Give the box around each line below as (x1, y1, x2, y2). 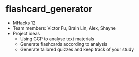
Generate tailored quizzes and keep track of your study (20, 46, 134, 52)
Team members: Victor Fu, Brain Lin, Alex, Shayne (12, 25, 116, 31)
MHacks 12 (12, 20, 36, 26)
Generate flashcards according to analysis (20, 41, 108, 47)
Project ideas (12, 30, 40, 36)
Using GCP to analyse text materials (20, 36, 94, 42)
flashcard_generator (5, 3, 93, 15)
